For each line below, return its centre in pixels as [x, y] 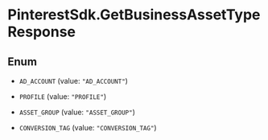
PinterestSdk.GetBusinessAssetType [134, 15]
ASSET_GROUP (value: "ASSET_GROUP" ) [77, 112]
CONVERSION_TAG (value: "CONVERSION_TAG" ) [88, 128]
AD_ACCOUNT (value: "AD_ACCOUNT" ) [73, 81]
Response [42, 32]
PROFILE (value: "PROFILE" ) [62, 97]
